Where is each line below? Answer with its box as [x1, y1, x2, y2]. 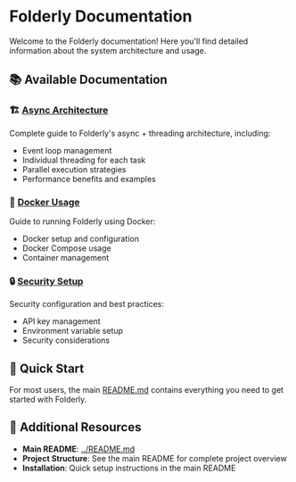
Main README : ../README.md [21, 444, 136, 454]
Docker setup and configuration [21, 233, 140, 244]
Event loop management [21, 145, 112, 155]
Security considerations [21, 335, 111, 345]
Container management [21, 252, 110, 262]
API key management [21, 316, 101, 327]
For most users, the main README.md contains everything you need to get [9, 385, 284, 395]
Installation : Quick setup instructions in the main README [21, 462, 236, 473]
